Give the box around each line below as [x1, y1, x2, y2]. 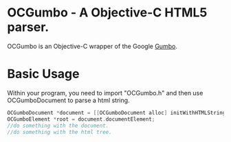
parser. [7, 19, 49, 35]
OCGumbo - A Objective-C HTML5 [7, 5, 208, 21]
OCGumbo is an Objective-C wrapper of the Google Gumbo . [7, 42, 177, 50]
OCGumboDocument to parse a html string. [7, 96, 130, 104]
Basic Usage [7, 67, 80, 82]
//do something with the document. [7, 122, 109, 129]
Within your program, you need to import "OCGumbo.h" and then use [7, 88, 203, 97]
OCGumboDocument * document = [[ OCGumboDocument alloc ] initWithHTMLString [7, 109, 226, 116]
